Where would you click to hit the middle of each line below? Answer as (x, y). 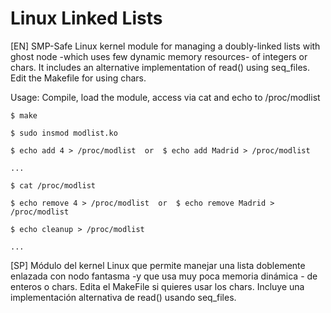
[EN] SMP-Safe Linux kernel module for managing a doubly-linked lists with (165, 46)
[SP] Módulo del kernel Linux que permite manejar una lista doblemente (158, 265)
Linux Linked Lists (86, 18)
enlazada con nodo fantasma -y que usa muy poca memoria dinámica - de (164, 276)
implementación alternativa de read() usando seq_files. (123, 297)
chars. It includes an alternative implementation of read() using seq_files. (160, 67)
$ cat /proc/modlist (53, 185)
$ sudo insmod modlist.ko (64, 133)
